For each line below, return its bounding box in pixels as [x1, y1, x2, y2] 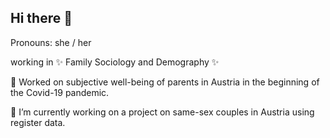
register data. [10, 116, 66, 128]
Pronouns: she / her [10, 36, 92, 48]
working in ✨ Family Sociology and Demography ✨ [10, 56, 220, 68]
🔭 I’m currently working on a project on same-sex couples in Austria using [10, 106, 315, 118]
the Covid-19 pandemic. [10, 86, 110, 98]
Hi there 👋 [10, 10, 73, 27]
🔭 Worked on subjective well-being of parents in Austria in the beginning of [10, 76, 320, 88]
